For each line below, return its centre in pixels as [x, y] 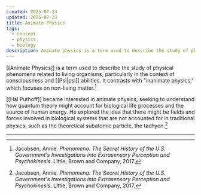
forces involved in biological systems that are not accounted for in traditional [100, 118]
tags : [13, 28]
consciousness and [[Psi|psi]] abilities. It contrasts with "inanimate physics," [100, 80]
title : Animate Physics [36, 23]
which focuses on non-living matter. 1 [51, 87]
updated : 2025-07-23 [32, 17]
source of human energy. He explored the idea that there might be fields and [100, 112]
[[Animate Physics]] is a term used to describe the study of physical [90, 68]
